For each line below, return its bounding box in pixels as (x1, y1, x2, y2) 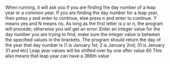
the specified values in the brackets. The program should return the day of (5, 37, 161, 43)
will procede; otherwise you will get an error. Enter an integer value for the (5, 26, 160, 32)
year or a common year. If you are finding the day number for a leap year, (5, 10, 158, 16)
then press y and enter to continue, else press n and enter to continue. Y (5, 15, 157, 21)
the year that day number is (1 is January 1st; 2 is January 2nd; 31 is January (5, 42, 165, 48)
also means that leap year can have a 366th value (5, 53, 110, 59)
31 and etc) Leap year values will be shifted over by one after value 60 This (5, 48, 162, 53)
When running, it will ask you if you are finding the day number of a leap (5, 5, 156, 10)
